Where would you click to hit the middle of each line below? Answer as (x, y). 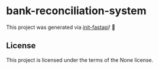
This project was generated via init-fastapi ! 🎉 (61, 27)
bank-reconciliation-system (76, 11)
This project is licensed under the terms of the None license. (80, 60)
